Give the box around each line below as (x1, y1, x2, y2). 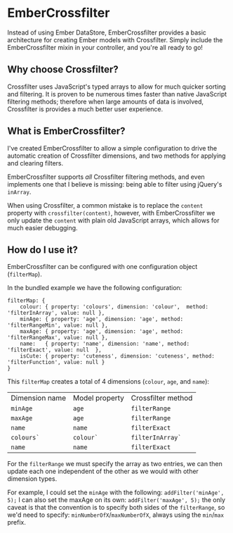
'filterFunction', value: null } (7, 359, 105, 366)
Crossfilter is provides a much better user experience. (7, 104, 164, 113)
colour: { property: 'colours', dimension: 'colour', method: (20, 303, 209, 311)
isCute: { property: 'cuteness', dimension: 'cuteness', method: (20, 353, 215, 360)
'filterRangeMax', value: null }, (7, 334, 109, 341)
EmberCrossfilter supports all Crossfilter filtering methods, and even (7, 173, 205, 181)
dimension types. (7, 475, 58, 483)
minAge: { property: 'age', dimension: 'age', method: (20, 315, 184, 323)
